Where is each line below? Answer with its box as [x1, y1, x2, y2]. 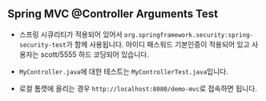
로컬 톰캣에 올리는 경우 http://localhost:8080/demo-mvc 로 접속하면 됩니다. [18, 83, 258, 93]
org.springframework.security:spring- [123, 30, 254, 39]
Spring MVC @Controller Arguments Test [7, 7, 218, 21]
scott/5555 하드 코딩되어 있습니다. [40, 49, 150, 59]
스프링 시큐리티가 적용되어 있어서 [18, 29, 123, 39]
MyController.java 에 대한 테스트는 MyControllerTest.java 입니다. [18, 67, 229, 76]
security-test [18, 41, 66, 49]
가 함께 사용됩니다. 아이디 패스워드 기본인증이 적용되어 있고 [66, 39, 250, 49]
